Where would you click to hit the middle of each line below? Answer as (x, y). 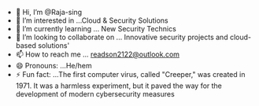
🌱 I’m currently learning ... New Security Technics (96, 29)
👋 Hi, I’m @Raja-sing (49, 12)
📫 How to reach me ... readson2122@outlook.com (97, 54)
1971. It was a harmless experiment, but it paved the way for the (119, 86)
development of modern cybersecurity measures (95, 94)
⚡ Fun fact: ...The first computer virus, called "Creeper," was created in (130, 74)
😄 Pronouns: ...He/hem (54, 66)
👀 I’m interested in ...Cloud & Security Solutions (92, 20)
